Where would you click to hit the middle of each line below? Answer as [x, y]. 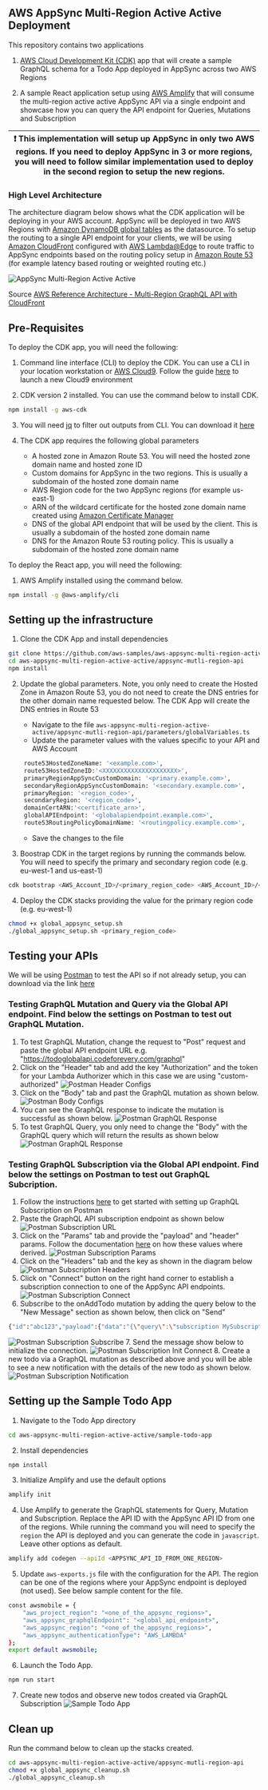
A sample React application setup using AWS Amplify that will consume [137, 93]
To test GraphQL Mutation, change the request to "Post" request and [132, 1041]
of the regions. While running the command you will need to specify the [137, 1527]
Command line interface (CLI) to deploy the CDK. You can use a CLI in [134, 362]
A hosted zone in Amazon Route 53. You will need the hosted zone [141, 455]
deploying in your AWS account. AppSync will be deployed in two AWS [124, 221]
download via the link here [52, 984]
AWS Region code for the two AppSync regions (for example [131, 490]
